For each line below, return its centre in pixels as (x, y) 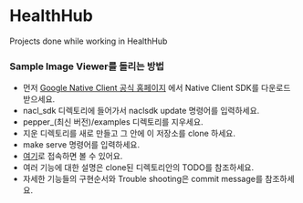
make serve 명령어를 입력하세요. (81, 145)
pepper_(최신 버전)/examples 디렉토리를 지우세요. (113, 122)
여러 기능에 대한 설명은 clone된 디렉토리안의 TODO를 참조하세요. (138, 167)
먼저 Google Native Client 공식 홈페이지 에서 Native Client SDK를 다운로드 (157, 88)
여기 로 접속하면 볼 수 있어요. (73, 157)
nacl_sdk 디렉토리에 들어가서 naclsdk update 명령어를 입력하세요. (141, 111)
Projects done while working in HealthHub (89, 41)
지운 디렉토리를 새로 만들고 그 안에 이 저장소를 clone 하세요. (129, 134)
